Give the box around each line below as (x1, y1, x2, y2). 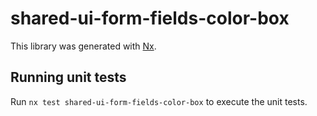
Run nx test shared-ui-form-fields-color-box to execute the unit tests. (10, 95, 308, 107)
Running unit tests (10, 69, 127, 86)
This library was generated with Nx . (10, 40, 157, 52)
